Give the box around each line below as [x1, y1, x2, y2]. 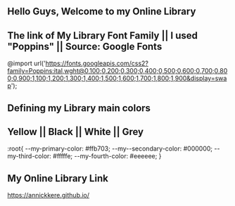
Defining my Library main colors [7, 102, 151, 114]
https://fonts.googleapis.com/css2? [45, 59, 149, 67]
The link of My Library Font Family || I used [7, 30, 198, 41]
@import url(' [7, 59, 46, 67]
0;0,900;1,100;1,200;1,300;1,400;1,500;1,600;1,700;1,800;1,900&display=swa [7, 74, 227, 83]
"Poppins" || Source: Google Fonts [7, 40, 163, 52]
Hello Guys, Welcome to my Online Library [7, 6, 196, 18]
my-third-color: [7, 152, 51, 160]
